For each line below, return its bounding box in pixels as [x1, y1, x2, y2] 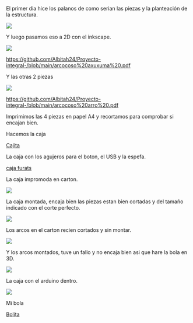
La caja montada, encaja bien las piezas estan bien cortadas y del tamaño [6, 198, 184, 205]
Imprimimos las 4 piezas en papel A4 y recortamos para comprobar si [6, 113, 174, 120]
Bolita [6, 311, 20, 318]
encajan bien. [6, 119, 39, 126]
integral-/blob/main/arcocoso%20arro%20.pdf [6, 102, 119, 109]
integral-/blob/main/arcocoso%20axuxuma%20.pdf [6, 62, 131, 69]
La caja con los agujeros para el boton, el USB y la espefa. [6, 153, 146, 160]
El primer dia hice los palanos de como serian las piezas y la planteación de [6, 5, 188, 12]
